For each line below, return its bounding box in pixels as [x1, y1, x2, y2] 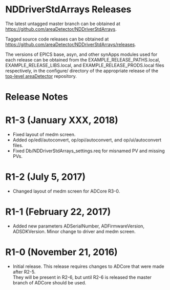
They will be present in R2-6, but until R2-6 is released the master [12, 274, 152, 280]
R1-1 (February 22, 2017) [5, 206, 111, 218]
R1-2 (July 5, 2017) [5, 171, 86, 183]
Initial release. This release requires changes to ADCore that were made [12, 263, 165, 270]
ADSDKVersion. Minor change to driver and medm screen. [12, 228, 136, 234]
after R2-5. [12, 268, 36, 275]
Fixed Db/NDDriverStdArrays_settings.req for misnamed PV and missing [12, 148, 165, 154]
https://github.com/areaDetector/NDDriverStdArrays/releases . [5, 41, 137, 47]
